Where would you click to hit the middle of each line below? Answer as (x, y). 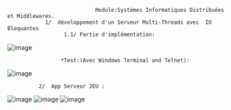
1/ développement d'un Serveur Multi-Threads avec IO (128, 22)
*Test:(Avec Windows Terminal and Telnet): (125, 60)
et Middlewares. (31, 16)
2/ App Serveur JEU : (72, 86)
